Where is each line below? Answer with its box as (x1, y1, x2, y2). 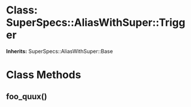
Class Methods (6, 68, 81, 82)
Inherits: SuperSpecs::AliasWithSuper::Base (6, 47, 113, 54)
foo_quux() (6, 91, 48, 101)
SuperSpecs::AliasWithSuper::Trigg (6, 16, 186, 29)
